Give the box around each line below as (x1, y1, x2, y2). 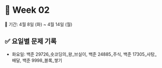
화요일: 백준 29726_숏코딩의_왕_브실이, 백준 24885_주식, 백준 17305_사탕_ (11, 51, 157, 57)
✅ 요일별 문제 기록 (4, 37, 57, 46)
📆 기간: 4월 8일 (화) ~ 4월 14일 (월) (4, 21, 73, 27)
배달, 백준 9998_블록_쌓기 (11, 57, 63, 63)
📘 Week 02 (4, 4, 50, 16)
